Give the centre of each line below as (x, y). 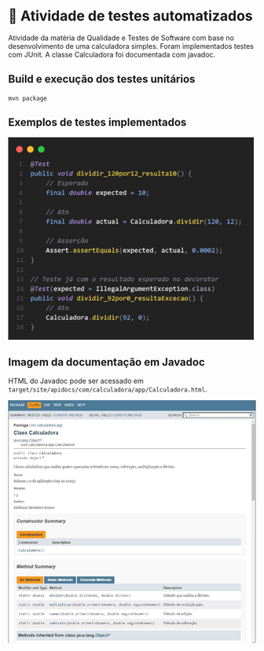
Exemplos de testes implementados (97, 122)
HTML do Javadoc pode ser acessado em (76, 381)
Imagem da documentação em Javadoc (107, 362)
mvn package (27, 98)
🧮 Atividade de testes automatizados (130, 16)
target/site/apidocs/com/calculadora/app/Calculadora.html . (108, 389)
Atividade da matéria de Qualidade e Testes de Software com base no (121, 38)
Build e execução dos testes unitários (102, 79)
